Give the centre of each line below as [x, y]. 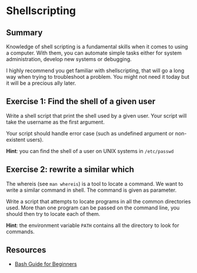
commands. [21, 231]
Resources [26, 250]
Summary [24, 33]
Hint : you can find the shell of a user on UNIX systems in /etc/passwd [90, 151]
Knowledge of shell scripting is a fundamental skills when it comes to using [97, 46]
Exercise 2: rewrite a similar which [70, 170]
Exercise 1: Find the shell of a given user [81, 101]
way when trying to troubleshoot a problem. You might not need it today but [98, 77]
